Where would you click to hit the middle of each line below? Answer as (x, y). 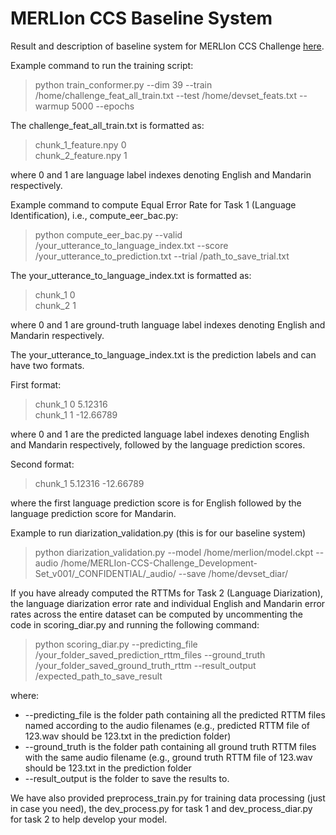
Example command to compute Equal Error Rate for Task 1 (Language (153, 204)
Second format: (42, 464)
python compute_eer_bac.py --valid (108, 234)
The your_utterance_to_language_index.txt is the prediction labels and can (163, 354)
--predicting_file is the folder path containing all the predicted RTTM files (175, 714)
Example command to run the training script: (102, 65)
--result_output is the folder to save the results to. (127, 778)
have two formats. (47, 365)
